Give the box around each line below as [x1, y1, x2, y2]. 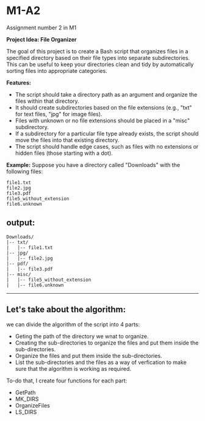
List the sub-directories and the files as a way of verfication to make [15, 359, 187, 366]
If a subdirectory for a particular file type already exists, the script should [15, 130, 199, 137]
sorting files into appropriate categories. [6, 67, 108, 74]
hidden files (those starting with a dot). [15, 149, 113, 157]
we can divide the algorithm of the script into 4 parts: [6, 321, 140, 328]
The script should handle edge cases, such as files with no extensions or [15, 143, 199, 150]
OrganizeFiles [15, 401, 50, 409]
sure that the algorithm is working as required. [15, 365, 131, 372]
